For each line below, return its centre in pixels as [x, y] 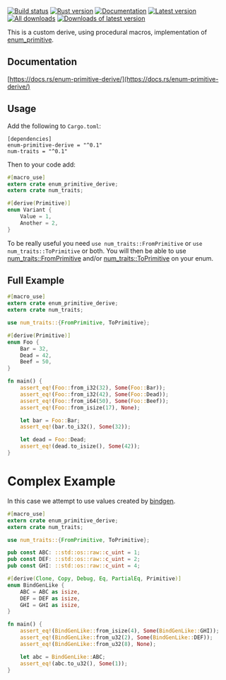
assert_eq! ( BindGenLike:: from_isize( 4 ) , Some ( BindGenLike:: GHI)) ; [120, 631]
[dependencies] [30, 139]
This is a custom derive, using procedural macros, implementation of [107, 32]
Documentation [42, 62]
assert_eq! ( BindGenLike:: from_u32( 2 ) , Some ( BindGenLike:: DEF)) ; [117, 637]
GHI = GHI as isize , [50, 605]
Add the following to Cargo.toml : [54, 126]
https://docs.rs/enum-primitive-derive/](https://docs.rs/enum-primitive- [114, 79]
